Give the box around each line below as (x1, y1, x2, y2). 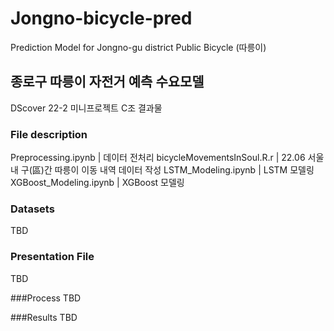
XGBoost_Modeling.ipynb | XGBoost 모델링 (10, 177, 185, 189)
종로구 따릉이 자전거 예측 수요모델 (10, 73, 205, 91)
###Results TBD (10, 311, 78, 323)
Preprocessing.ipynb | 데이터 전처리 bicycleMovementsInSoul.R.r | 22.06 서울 (10, 152, 325, 164)
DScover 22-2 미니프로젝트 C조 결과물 (10, 102, 163, 114)
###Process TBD (10, 292, 82, 304)
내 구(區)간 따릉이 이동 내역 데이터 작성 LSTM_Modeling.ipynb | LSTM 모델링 (10, 164, 315, 176)
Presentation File (10, 250, 95, 264)
